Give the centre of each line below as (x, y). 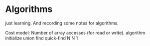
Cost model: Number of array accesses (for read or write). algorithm (75, 32)
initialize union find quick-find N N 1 (42, 38)
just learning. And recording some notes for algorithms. (62, 23)
